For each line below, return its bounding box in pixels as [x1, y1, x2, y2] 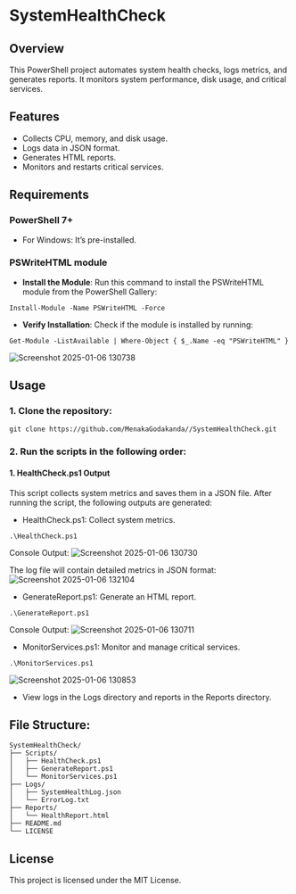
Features [9, 109, 60, 125]
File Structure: [9, 717, 91, 733]
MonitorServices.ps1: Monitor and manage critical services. [21, 642, 241, 652]
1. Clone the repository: [9, 405, 113, 418]
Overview [9, 41, 65, 56]
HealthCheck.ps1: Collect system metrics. [21, 514, 176, 525]
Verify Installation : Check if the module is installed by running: [21, 319, 254, 330]
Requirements [9, 187, 89, 203]
